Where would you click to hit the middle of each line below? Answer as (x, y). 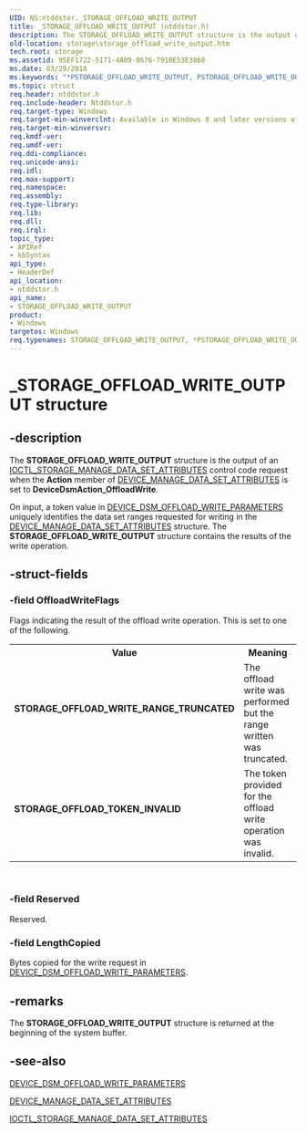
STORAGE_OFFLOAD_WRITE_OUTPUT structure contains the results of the (150, 535)
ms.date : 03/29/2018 (49, 69)
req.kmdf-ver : (36, 137)
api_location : (36, 281)
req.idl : (26, 171)
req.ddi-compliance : (49, 153)
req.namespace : (38, 188)
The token (265, 774)
